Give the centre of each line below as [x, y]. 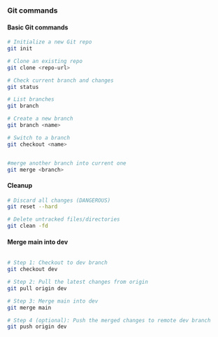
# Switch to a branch [39, 138]
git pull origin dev [37, 288]
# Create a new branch [40, 119]
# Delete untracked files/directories [64, 219]
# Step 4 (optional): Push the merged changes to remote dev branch [109, 320]
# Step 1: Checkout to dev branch [58, 263]
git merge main [29, 308]
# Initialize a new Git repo [50, 42]
